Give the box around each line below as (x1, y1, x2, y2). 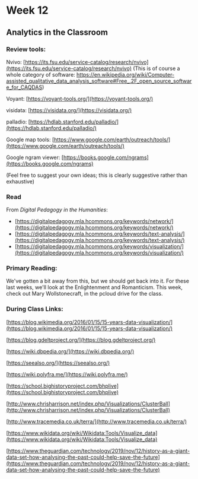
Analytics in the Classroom (6, 27, 108, 37)
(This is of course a (133, 65, 180, 72)
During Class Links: (6, 305, 63, 313)
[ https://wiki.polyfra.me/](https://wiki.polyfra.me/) (6, 370, 129, 378)
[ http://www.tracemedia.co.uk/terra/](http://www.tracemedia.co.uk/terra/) (6, 418, 187, 425)
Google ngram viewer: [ (6, 154, 64, 161)
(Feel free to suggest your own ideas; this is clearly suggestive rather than (6, 172, 188, 179)
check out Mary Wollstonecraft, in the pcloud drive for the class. (6, 290, 163, 297)
